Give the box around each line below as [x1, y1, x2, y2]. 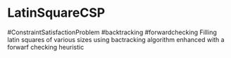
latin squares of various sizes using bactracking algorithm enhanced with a [7, 35, 225, 43]
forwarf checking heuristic [7, 43, 85, 51]
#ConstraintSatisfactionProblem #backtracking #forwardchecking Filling [7, 28, 217, 36]
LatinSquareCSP [7, 5, 106, 21]
